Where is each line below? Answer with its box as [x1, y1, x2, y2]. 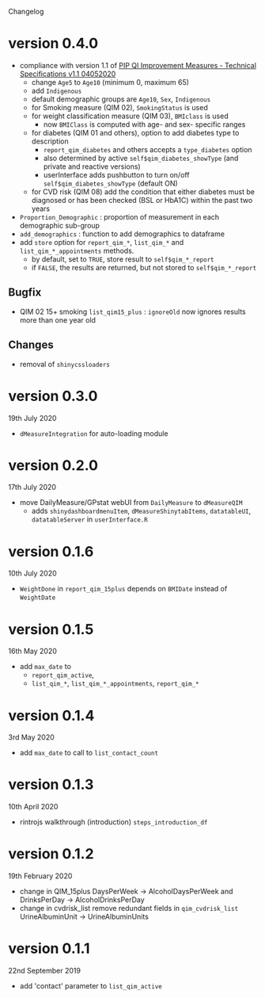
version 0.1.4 [8, 706, 95, 725]
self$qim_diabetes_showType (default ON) [43, 178, 178, 188]
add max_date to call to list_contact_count [19, 748, 159, 758]
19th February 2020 [8, 871, 73, 881]
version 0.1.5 [8, 620, 94, 638]
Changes [8, 338, 54, 352]
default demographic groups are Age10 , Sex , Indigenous [31, 94, 211, 104]
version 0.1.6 [8, 542, 94, 560]
